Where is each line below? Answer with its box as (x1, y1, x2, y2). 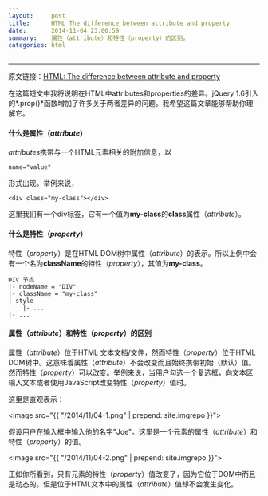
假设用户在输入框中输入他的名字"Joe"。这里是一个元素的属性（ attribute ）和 (8, 427, 258, 436)
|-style (8, 297, 34, 305)
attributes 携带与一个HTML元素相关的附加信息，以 (8, 148, 172, 157)
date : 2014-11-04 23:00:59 (8, 26, 120, 34)
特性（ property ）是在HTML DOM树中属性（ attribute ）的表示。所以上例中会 (8, 248, 258, 258)
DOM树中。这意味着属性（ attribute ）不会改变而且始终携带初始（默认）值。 (8, 357, 256, 367)
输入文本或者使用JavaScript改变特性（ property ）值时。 (8, 377, 191, 387)
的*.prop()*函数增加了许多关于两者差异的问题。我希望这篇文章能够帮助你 (8, 99, 246, 108)
